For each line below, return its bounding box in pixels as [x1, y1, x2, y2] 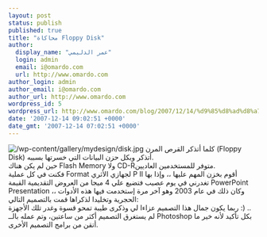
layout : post [8, 11, 52, 20]
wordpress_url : [8, 108, 59, 116]
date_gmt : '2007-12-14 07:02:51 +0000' [8, 122, 141, 130]
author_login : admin [8, 78, 77, 86]
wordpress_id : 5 [8, 100, 62, 108]
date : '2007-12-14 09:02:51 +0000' [8, 115, 126, 123]
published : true [8, 26, 62, 34]
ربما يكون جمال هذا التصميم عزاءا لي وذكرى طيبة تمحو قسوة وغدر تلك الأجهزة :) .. [8, 203, 252, 212]
